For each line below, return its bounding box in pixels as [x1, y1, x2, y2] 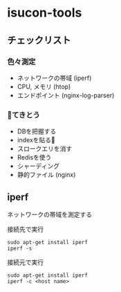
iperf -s [7, 245, 32, 252]
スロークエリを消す [17, 144, 73, 153]
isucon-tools [7, 5, 82, 21]
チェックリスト [7, 34, 71, 46]
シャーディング [17, 162, 60, 171]
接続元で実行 [7, 258, 44, 266]
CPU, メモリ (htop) [17, 82, 71, 91]
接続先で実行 [7, 225, 44, 233]
